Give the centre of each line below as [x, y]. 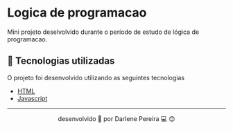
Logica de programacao [77, 13]
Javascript [32, 98]
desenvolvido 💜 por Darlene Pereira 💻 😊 [116, 118]
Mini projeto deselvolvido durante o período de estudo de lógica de [103, 32]
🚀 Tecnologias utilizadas [61, 61]
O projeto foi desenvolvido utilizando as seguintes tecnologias [96, 77]
